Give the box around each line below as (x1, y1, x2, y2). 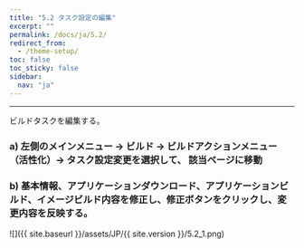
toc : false (9, 55, 51, 64)
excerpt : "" (9, 22, 54, 31)
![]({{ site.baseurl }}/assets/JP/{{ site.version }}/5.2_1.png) (9, 228, 224, 239)
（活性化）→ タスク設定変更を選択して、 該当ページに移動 (9, 153, 263, 166)
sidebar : (9, 72, 43, 81)
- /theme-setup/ (17, 47, 79, 56)
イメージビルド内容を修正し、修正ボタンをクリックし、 (36, 194, 278, 206)
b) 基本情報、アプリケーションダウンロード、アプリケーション (9, 180, 280, 193)
